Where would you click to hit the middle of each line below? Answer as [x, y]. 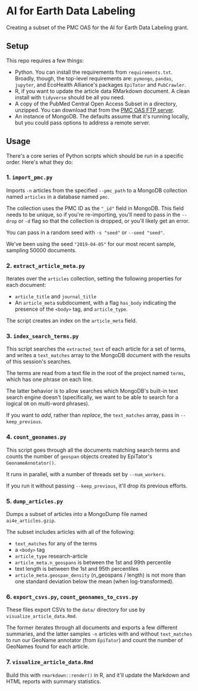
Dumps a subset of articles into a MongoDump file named [77, 514]
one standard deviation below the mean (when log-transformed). [94, 581]
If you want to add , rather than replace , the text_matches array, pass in [93, 415]
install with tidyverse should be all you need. [70, 97]
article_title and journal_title [56, 296]
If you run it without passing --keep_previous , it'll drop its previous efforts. [97, 486]
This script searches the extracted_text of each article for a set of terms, [96, 349]
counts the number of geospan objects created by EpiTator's [79, 456]
